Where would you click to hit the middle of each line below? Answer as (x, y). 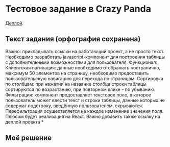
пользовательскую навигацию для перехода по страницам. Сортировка (84, 78)
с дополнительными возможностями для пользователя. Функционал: (81, 62)
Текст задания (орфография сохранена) (73, 39)
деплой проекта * (25, 122)
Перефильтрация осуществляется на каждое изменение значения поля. (84, 111)
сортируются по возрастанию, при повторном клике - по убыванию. (80, 89)
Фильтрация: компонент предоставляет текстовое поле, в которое (78, 94)
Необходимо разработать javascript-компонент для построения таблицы (85, 57)
